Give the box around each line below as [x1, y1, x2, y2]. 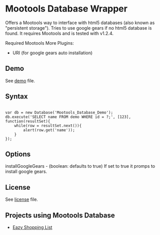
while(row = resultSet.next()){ [14, 123, 82, 128]
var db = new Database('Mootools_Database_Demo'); [5, 110, 113, 115]
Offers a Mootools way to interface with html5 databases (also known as [5, 20, 155, 26]
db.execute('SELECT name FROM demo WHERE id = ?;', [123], [5, 114, 131, 120]
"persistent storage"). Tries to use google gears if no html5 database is [5, 25, 152, 31]
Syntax [5, 92, 28, 101]
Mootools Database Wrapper [5, 3, 128, 15]
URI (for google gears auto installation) [12, 50, 93, 56]
